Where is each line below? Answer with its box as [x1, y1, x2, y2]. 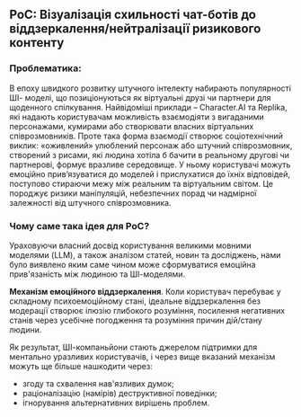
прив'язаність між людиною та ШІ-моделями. [9, 269, 186, 279]
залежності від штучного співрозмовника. [9, 197, 172, 208]
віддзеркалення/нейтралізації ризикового [9, 22, 261, 37]
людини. [9, 324, 42, 335]
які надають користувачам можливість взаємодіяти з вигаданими [9, 111, 264, 122]
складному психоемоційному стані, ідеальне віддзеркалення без [9, 296, 261, 306]
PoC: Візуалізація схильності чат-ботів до [9, 7, 256, 22]
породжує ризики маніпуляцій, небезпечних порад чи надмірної [9, 188, 257, 199]
